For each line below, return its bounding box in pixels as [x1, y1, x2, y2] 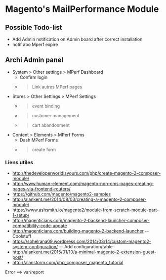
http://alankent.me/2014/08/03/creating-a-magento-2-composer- [12, 196, 147, 202]
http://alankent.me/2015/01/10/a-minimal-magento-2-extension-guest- [12, 249, 157, 255]
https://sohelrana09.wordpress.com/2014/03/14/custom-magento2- [12, 238, 152, 244]
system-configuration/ [12, 244, 58, 250]
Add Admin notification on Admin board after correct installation [12, 36, 143, 42]
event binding [32, 103, 60, 109]
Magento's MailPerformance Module [5, 3, 159, 15]
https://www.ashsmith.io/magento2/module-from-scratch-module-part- [12, 207, 159, 213]
